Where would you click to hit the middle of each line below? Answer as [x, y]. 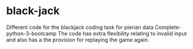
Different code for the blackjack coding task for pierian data [80, 27]
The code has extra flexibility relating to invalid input [122, 33]
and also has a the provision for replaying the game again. [78, 40]
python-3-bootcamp [31, 33]
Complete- [168, 27]
